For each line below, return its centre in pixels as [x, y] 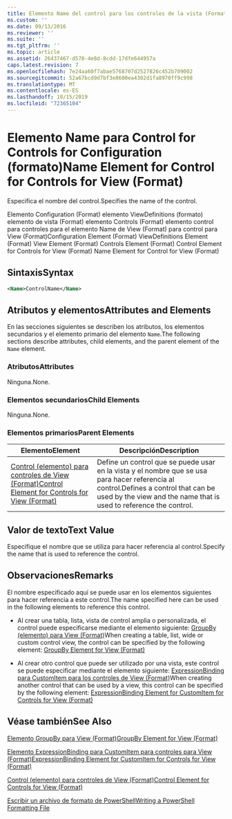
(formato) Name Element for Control [111, 167]
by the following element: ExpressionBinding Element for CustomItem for [120, 693]
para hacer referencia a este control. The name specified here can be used [113, 599]
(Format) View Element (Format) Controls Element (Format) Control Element [115, 243]
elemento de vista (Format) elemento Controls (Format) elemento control [110, 221]
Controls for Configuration [85, 152]
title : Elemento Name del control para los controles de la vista [105, 13]
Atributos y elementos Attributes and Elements [109, 310]
